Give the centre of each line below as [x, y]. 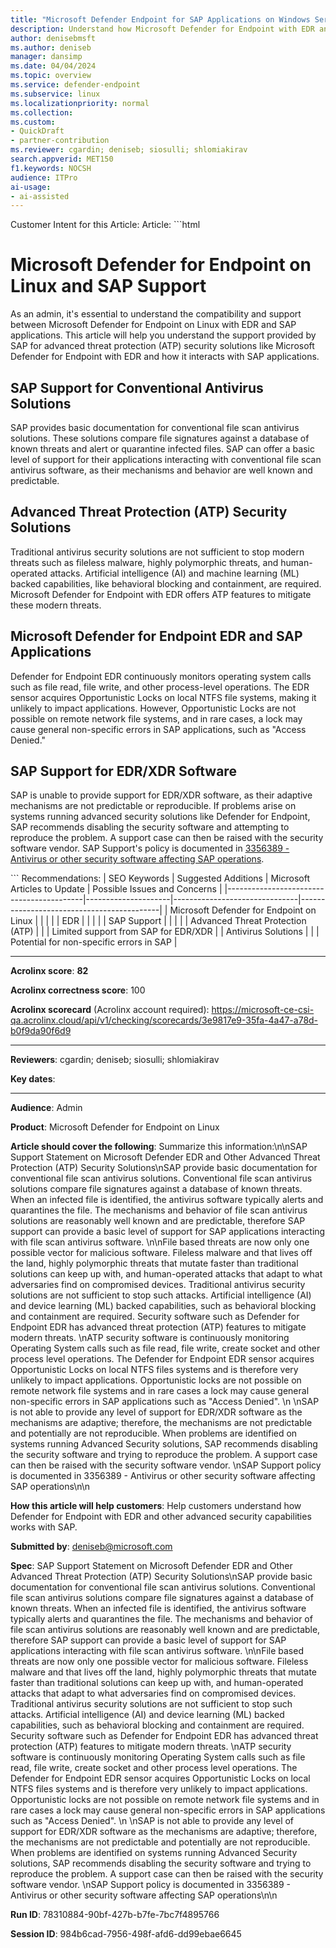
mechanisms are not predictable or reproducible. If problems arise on [153, 806]
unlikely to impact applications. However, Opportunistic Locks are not [153, 708]
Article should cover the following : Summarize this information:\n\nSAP [159, 1147]
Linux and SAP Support [108, 286]
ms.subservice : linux [55, 94]
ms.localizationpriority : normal [80, 103]
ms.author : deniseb [51, 47]
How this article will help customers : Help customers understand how [156, 1506]
